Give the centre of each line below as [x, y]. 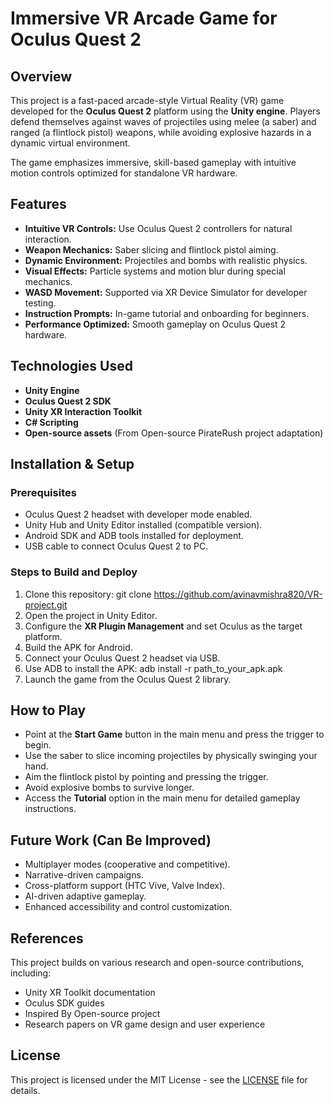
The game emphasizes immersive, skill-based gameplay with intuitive [153, 162]
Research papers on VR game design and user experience [145, 1024]
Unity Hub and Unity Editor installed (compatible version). [143, 525]
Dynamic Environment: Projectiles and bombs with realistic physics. [166, 260]
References [47, 938]
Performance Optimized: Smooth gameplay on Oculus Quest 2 [155, 324]
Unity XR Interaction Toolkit [83, 411]
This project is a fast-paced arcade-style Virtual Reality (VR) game [147, 100]
